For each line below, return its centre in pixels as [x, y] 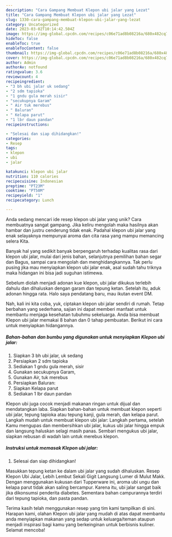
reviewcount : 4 [22, 77]
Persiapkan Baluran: [34, 383]
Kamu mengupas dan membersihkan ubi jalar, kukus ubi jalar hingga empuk [85, 425]
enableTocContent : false [32, 48]
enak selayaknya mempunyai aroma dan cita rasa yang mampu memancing [85, 235]
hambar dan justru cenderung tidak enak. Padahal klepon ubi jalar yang [81, 230]
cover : [13, 58]
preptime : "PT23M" [25, 186]
